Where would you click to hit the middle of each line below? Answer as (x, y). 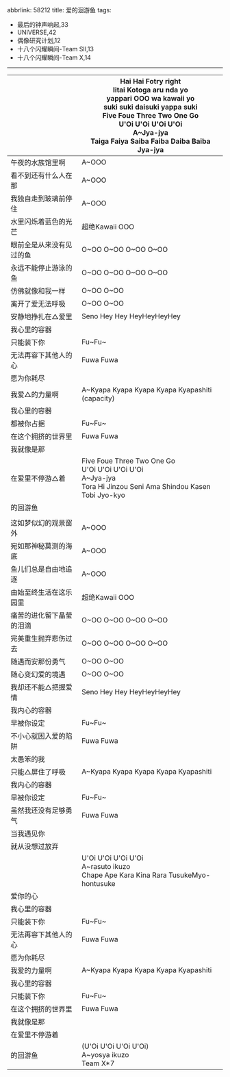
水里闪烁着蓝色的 (38, 221)
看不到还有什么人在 (42, 175)
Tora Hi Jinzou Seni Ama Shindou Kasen (146, 486)
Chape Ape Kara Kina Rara (124, 875)
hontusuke (99, 884)
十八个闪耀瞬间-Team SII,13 (55, 49)
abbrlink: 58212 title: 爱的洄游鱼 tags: (59, 10)
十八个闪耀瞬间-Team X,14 (54, 58)
